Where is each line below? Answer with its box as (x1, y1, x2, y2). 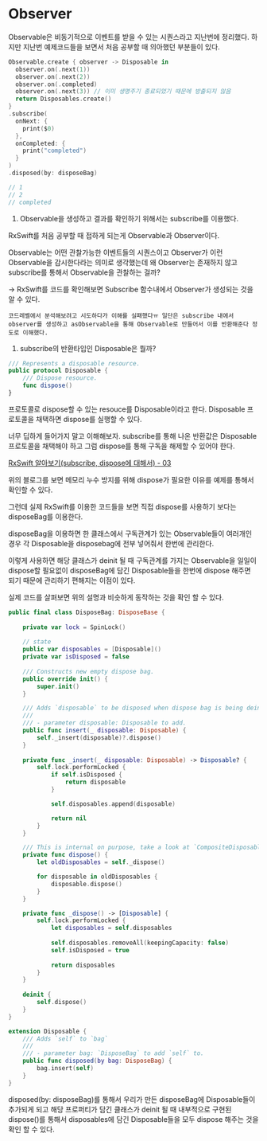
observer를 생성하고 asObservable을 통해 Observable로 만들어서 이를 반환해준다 (8, 320, 249, 328)
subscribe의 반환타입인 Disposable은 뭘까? (19, 343, 157, 353)
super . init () (37, 682, 80, 690)
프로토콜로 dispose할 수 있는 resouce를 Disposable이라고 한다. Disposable (8, 404, 246, 414)
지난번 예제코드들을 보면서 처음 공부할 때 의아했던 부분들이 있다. (22, 41, 220, 52)
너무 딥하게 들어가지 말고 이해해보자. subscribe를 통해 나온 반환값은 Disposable (8, 431, 257, 440)
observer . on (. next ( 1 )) (15, 65, 91, 73)
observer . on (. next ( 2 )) (15, 72, 91, 80)
